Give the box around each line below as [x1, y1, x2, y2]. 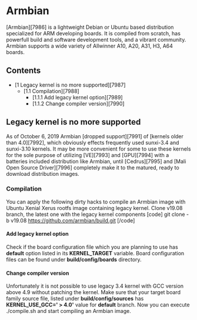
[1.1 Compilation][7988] [23, 87, 79, 95]
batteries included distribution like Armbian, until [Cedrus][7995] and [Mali [6, 158, 186, 165]
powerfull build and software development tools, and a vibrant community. [6, 36, 186, 43]
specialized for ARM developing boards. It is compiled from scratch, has [6, 29, 181, 36]
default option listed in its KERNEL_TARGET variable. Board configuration [6, 250, 185, 257]
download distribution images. [6, 170, 79, 177]
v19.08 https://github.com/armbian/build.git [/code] [11, 216, 135, 224]
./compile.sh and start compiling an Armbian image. [6, 308, 131, 315]
